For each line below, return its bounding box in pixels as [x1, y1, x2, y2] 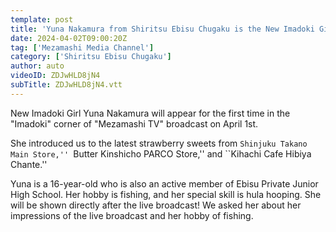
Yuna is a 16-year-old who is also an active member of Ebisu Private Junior [10, 177, 319, 190]
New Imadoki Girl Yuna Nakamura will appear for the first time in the [10, 107, 291, 119]
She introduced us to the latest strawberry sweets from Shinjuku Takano [10, 137, 308, 149]
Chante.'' [10, 158, 48, 170]
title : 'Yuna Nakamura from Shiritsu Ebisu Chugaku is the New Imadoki [10, 24, 315, 34]
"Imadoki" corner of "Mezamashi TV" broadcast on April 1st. [10, 117, 259, 130]
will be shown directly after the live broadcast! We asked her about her [10, 199, 302, 211]
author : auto [10, 61, 65, 71]
